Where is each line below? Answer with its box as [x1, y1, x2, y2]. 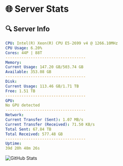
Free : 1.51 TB [5, 88, 36, 94]
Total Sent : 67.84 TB [5, 126, 52, 132]
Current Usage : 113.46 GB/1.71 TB [5, 83, 79, 89]
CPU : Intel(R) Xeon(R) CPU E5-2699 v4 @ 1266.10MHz [5, 41, 118, 46]
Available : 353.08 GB [5, 69, 52, 75]
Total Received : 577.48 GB [5, 132, 63, 137]
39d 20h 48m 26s [5, 146, 40, 151]
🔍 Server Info [5, 24, 50, 33]
